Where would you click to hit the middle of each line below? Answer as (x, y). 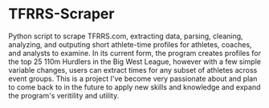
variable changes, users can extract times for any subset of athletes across (133, 70)
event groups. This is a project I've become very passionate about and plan (133, 78)
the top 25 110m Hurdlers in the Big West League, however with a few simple (134, 62)
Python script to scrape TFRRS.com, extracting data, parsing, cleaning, (126, 36)
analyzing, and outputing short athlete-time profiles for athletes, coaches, (130, 44)
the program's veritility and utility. (64, 95)
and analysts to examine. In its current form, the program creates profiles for (134, 53)
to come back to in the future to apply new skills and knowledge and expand (134, 87)
